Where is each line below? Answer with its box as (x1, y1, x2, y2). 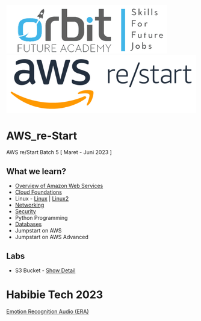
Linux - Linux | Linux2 (14, 195, 69, 202)
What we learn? (6, 166, 66, 176)
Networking (14, 201, 45, 209)
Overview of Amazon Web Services (14, 182, 104, 190)
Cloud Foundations (14, 189, 62, 196)
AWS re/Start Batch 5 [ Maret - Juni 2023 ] (6, 149, 113, 156)
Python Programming (14, 214, 68, 222)
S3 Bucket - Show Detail (14, 267, 76, 274)
